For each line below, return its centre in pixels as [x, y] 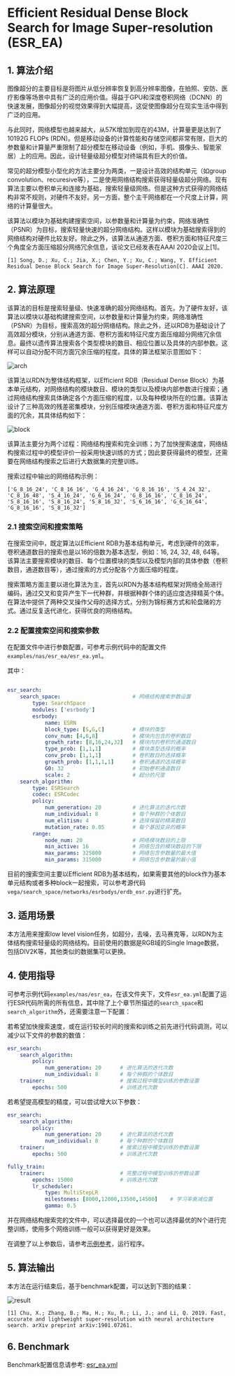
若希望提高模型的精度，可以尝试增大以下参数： [74, 1101]
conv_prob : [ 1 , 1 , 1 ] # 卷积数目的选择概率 [115, 756]
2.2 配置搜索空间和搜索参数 [53, 631]
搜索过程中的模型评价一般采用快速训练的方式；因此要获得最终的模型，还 [117, 452]
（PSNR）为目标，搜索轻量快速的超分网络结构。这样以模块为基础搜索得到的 [116, 230]
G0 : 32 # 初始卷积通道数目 [112, 768]
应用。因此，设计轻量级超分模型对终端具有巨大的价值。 [111, 156]
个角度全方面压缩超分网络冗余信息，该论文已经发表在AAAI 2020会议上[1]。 [115, 247]
